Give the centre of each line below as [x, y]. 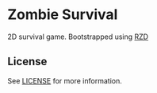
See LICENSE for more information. [65, 80]
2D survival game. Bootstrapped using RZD [78, 37]
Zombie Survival [63, 15]
